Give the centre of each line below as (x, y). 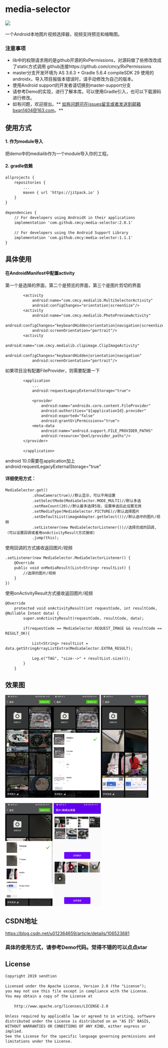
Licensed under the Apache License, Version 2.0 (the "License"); (76, 986)
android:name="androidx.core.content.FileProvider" (96, 406)
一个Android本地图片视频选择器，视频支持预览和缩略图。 (64, 34)
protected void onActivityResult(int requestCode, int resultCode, (86, 608)
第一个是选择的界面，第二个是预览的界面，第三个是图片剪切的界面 (73, 285)
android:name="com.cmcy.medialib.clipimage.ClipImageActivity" (72, 345)
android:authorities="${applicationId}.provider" (93, 411)
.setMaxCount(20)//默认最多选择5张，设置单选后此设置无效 (86, 506)
